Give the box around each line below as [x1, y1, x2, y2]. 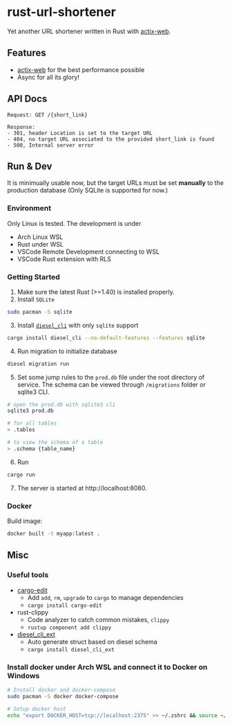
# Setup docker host [7, 705, 67, 712]
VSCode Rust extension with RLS [17, 254, 112, 263]
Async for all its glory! [17, 73, 79, 81]
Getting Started [7, 272, 60, 281]
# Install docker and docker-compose [7, 687, 116, 693]
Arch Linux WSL [17, 233, 64, 241]
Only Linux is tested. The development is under [7, 219, 142, 227]
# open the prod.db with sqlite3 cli [7, 401, 116, 408]
